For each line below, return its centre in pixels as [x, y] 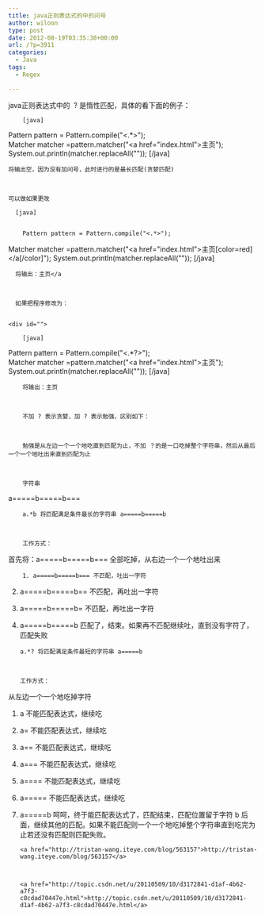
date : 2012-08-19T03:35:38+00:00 [63, 38]
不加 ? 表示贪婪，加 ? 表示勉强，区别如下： [86, 416]
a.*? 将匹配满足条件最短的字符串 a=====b [81, 652]
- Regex [28, 75]
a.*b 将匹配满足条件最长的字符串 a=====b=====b [95, 514]
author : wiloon [33, 23]
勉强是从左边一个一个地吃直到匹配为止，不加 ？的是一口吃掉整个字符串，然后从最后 [139, 445]
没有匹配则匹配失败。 [76, 834]
